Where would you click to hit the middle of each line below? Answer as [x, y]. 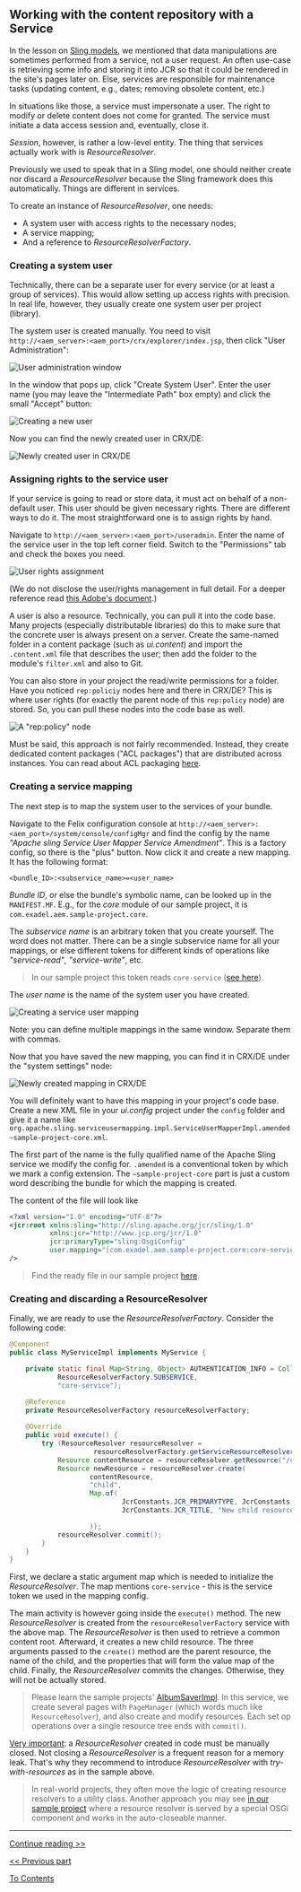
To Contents [32, 1879]
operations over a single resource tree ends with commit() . [139, 1726]
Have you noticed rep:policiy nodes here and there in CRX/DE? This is [141, 691]
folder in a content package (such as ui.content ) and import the [126, 644]
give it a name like [43, 1120]
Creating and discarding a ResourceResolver [108, 1298]
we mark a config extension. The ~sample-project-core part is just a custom [150, 1173]
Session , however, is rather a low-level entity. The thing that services [137, 142]
